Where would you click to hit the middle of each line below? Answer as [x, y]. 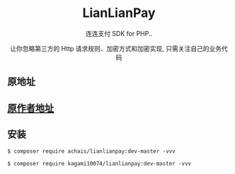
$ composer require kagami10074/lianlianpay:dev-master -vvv [99, 163]
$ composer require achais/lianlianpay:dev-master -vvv [91, 151]
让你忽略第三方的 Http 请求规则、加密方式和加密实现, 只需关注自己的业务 [116, 48]
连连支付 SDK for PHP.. [119, 33]
